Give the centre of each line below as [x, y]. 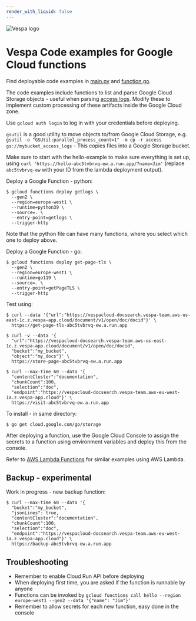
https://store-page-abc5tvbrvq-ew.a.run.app [67, 361]
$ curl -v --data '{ [31, 336]
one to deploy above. [32, 240]
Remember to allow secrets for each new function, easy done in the [97, 607]
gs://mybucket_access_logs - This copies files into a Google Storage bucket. [98, 146]
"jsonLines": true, [35, 513]
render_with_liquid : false [39, 11]
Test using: [19, 304]
